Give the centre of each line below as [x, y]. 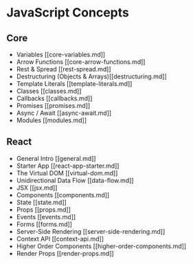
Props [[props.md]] [44, 209]
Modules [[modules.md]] [52, 120]
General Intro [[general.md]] [56, 158]
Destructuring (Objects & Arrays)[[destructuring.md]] [92, 76]
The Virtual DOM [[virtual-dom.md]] [67, 173]
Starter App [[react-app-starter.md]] [68, 166]
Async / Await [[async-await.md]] [64, 113]
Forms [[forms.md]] [44, 224]
